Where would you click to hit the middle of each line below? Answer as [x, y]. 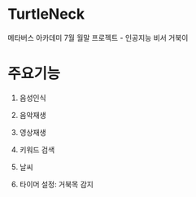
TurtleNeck [46, 14]
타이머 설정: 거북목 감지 [57, 184]
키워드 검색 [37, 149]
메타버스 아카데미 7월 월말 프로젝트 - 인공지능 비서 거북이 [98, 37]
